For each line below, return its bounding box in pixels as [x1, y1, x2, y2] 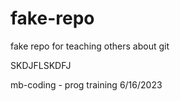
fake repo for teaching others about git [10, 40, 170, 52]
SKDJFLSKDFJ [10, 59, 72, 71]
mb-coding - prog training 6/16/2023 [10, 78, 163, 91]
